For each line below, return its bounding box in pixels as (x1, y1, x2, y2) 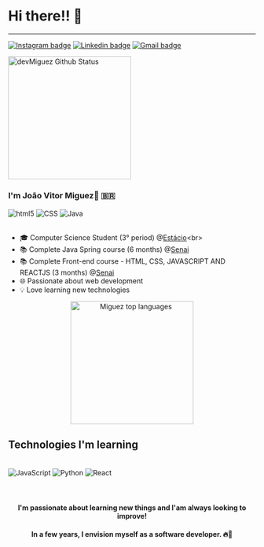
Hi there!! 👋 (8, 7, 82, 25)
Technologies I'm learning (8, 438, 139, 452)
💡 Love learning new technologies (19, 285, 130, 294)
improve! (116, 511, 148, 520)
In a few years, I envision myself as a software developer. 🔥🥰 (31, 529, 233, 538)
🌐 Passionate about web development (19, 275, 144, 286)
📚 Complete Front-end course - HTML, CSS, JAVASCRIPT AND (19, 256, 226, 266)
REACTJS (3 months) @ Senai (19, 268, 115, 277)
